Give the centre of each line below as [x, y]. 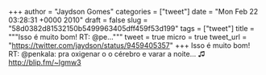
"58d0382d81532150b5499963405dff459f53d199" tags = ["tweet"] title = [132, 28]
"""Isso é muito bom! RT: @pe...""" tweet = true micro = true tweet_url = [128, 37]
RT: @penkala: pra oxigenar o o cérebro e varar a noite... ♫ [107, 54]
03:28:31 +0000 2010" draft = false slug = [78, 20]
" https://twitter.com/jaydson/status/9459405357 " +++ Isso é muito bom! [129, 45]
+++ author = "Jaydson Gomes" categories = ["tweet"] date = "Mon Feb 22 [133, 12]
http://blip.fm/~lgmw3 [45, 62]
